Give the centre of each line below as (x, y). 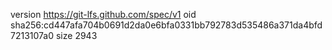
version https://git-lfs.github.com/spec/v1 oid (103, 14)
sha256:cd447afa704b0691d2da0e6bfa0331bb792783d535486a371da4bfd (166, 25)
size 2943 (76, 35)
